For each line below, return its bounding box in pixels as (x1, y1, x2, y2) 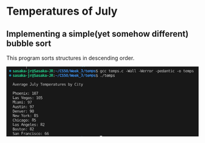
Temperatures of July (6, 4, 118, 18)
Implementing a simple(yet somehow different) (6, 29, 189, 39)
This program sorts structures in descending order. (6, 54, 135, 62)
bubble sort (6, 38, 52, 48)
